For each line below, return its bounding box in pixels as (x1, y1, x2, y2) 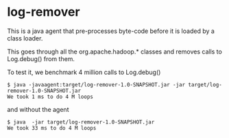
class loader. (7, 34, 43, 42)
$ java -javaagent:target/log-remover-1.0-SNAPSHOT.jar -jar (7, 81, 186, 88)
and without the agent (7, 105, 69, 113)
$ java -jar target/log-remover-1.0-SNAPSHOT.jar (7, 118, 155, 126)
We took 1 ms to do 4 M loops (7, 93, 94, 100)
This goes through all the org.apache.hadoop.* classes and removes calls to (7, 47, 223, 56)
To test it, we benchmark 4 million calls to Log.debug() (7, 68, 161, 76)
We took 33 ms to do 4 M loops (7, 124, 97, 131)
